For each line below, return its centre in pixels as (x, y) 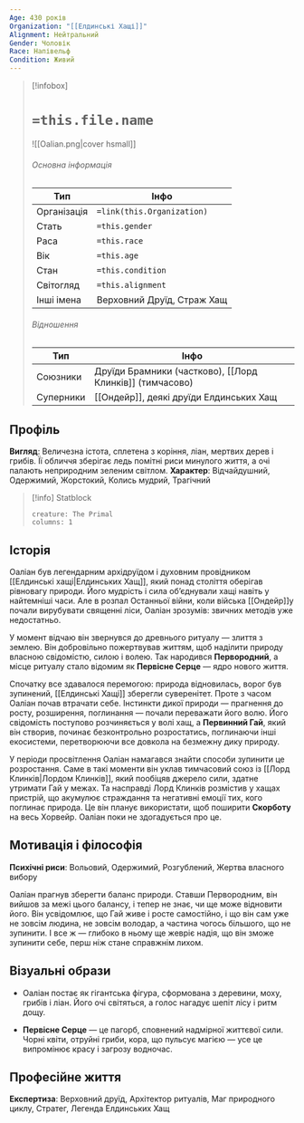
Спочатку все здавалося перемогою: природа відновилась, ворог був (146, 684)
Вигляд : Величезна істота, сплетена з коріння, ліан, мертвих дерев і (142, 451)
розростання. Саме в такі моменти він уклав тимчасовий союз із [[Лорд (150, 768)
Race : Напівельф (40, 52)
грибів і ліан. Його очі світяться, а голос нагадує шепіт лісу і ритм (150, 1003)
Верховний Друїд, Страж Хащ (162, 300)
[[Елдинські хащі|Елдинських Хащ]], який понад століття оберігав (137, 581)
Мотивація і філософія (76, 845)
